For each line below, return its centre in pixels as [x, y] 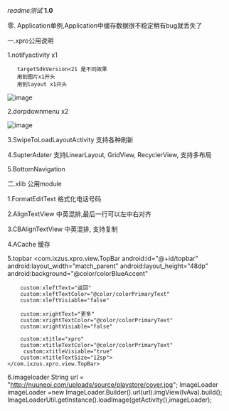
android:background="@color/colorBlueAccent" [78, 273]
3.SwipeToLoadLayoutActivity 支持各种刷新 [70, 140]
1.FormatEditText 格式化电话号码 [54, 199]
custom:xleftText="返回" [56, 288]
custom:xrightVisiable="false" [66, 326]
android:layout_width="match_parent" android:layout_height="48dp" [108, 266]
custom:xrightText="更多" [57, 314]
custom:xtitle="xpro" [52, 339]
